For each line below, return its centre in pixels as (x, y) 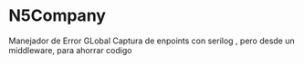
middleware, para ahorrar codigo (70, 50)
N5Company (58, 16)
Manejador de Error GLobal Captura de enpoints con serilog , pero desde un (152, 41)
